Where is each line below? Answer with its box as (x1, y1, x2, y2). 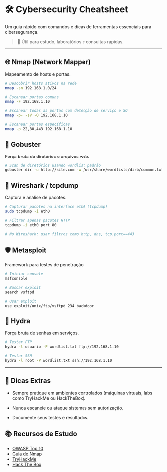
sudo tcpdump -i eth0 (5, 209, 50, 214)
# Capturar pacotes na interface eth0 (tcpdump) (5, 204, 108, 209)
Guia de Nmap (12, 451, 42, 457)
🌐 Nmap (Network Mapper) (5, 58, 91, 66)
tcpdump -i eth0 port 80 (5, 222, 57, 227)
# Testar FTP (5, 340, 32, 345)
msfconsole (5, 276, 28, 281)
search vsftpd (5, 290, 35, 295)
